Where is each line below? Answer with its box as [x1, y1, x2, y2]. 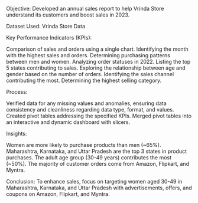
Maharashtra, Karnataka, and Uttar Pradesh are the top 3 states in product [6, 148, 187, 155]
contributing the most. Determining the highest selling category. [6, 77, 162, 84]
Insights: [6, 130, 27, 137]
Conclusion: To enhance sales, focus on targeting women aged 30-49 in [6, 178, 183, 185]
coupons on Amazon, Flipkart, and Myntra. [6, 191, 111, 197]
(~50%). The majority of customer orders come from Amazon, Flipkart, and [6, 161, 189, 167]
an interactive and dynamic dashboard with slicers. [6, 119, 131, 126]
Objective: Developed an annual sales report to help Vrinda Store [6, 5, 164, 12]
